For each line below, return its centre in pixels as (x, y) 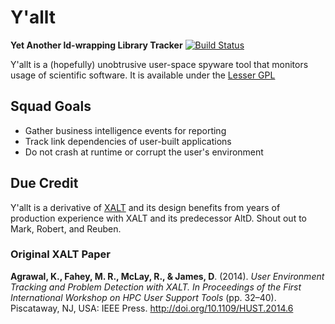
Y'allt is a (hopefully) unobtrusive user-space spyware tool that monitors (159, 64)
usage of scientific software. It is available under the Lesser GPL (143, 75)
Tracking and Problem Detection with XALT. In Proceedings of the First (156, 287)
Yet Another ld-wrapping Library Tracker (96, 45)
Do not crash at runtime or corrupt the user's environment (144, 152)
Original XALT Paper (60, 254)
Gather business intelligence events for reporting (125, 130)
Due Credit (44, 183)
